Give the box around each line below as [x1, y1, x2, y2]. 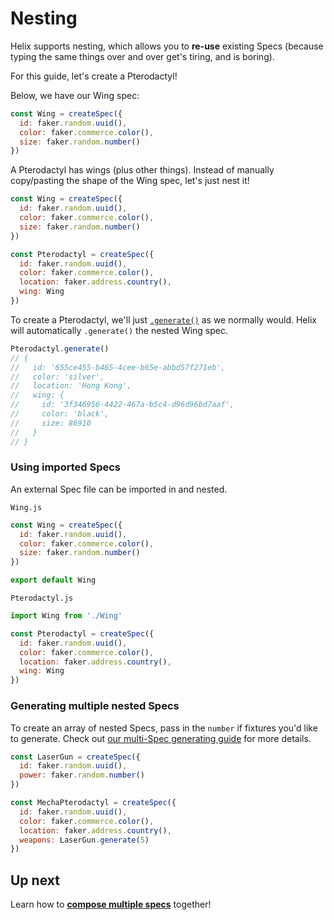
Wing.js [10, 502, 43, 512]
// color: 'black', [10, 409, 110, 419]
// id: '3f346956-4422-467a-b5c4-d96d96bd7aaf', [10, 400, 235, 410]
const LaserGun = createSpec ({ [10, 752, 141, 762]
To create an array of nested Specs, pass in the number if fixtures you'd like [10, 722, 318, 734]
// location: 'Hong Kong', [10, 381, 132, 391]
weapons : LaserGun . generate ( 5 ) [19, 835, 150, 845]
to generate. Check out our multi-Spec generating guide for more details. [10, 732, 312, 744]
